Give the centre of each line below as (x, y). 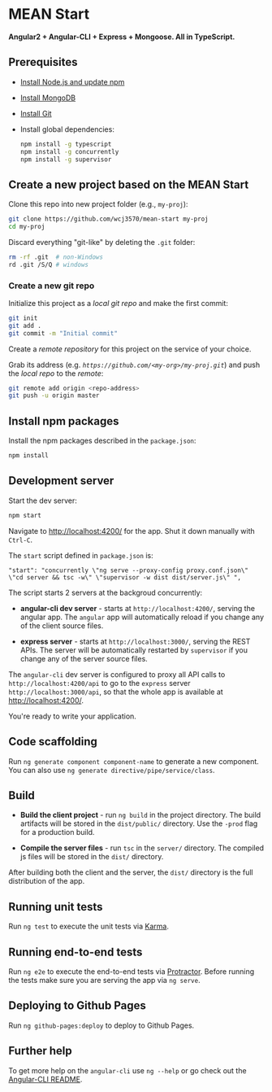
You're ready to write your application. (72, 716)
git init (23, 318)
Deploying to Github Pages (77, 1006)
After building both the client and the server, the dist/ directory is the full (131, 872)
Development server (61, 481)
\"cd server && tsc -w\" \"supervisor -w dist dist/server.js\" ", (125, 577)
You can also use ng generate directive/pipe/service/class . (112, 770)
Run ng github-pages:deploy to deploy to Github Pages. (101, 1025)
